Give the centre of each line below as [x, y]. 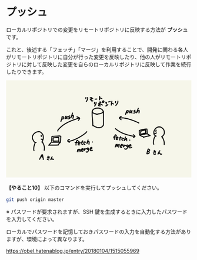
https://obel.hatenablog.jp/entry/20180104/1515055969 [73, 251]
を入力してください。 [32, 219]
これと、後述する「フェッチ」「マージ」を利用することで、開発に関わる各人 [97, 49]
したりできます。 [26, 71]
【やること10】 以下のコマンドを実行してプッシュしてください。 [84, 188]
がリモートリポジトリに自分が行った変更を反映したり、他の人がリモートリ [96, 57]
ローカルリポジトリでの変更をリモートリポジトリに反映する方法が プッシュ [97, 30]
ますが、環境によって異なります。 [47, 239]
